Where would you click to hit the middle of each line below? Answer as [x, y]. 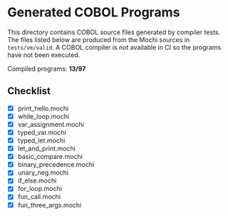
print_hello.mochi [43, 108]
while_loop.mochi [43, 116]
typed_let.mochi [41, 140]
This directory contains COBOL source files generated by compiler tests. [114, 32]
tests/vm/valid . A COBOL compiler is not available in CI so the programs [114, 47]
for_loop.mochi [40, 189]
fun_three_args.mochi [50, 205]
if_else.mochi [37, 181]
